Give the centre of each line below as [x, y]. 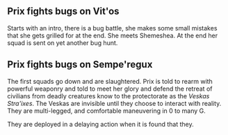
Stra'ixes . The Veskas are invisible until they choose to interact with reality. [114, 103]
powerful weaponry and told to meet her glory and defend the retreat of [110, 89]
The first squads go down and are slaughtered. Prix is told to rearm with [110, 81]
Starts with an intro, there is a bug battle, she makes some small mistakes [112, 28]
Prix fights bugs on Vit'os [63, 11]
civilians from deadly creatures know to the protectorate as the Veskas [108, 96]
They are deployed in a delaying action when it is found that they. [100, 124]
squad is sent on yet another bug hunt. [63, 43]
